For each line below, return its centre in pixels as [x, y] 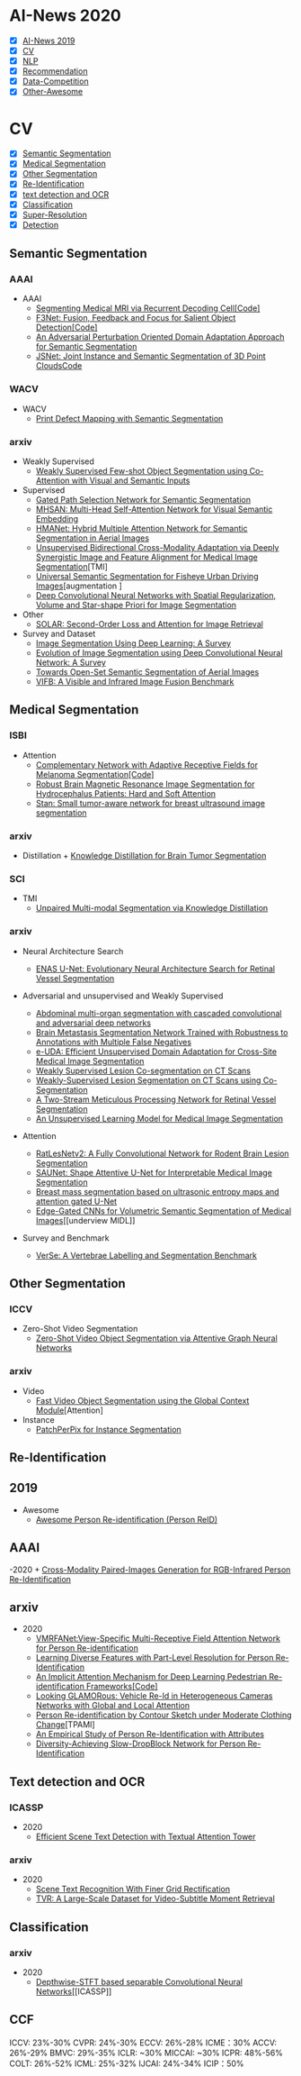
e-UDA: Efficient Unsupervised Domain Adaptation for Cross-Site [156, 1052]
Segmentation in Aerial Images [93, 538]
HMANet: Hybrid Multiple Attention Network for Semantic [142, 529]
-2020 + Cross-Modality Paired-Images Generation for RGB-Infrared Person [150, 1570]
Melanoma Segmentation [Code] [95, 774]
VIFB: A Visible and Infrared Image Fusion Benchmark [135, 682]
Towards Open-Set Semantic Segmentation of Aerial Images [147, 672]
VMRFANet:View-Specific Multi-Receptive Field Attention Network [158, 1639]
